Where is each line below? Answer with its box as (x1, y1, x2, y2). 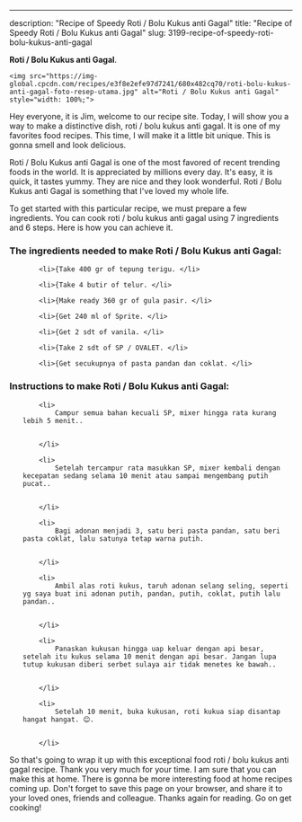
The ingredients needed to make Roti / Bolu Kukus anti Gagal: (9, 244, 282, 257)
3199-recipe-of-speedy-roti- (167, 28, 274, 38)
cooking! (9, 801, 42, 813)
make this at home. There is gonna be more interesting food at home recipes (9, 773, 293, 784)
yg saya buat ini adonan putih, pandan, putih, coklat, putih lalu (22, 589, 280, 598)
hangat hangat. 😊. (22, 715, 94, 724)
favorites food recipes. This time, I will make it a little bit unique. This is (9, 130, 271, 140)
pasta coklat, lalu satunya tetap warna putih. (22, 534, 204, 544)
